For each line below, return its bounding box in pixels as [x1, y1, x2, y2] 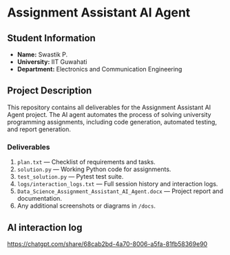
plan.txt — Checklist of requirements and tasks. [17, 158, 156, 166]
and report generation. [7, 125, 71, 133]
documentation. [17, 195, 62, 203]
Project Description [7, 85, 92, 97]
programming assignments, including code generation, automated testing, [7, 118, 217, 126]
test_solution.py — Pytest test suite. [17, 173, 124, 181]
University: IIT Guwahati [17, 58, 87, 66]
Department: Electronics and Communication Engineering [17, 65, 182, 73]
